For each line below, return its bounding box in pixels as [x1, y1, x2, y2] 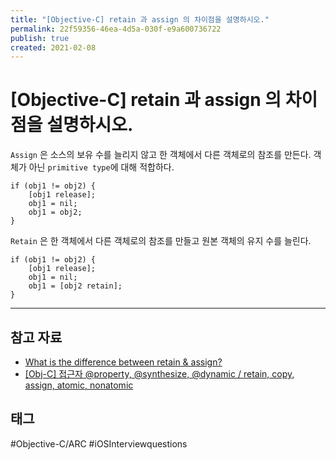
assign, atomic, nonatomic [24, 379, 134, 391]
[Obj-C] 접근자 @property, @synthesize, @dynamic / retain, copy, [24, 368, 295, 380]
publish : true [10, 33, 70, 43]
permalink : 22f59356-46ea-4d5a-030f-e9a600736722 [10, 24, 222, 34]
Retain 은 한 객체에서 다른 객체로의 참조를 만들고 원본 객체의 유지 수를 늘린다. [10, 235, 312, 247]
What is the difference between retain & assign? [24, 356, 223, 368]
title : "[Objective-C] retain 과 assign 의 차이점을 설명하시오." [10, 14, 270, 25]
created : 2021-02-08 [10, 42, 97, 53]
